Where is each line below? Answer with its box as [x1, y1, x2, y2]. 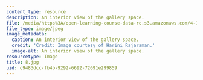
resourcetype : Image [6, 54, 59, 60]
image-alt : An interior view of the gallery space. [11, 48, 145, 54]
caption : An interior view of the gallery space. [11, 37, 139, 43]
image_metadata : [6, 31, 47, 37]
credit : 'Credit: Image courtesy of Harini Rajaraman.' [11, 43, 155, 49]
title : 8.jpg [6, 59, 39, 65]
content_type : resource [6, 8, 66, 15]
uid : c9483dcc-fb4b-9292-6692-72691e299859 [6, 64, 118, 71]
